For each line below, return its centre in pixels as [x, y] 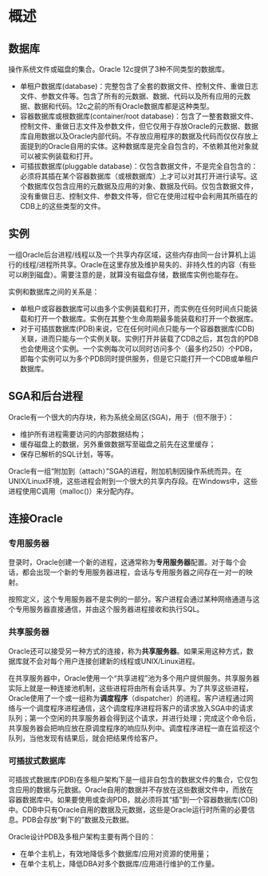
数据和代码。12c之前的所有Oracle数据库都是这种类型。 [124, 106]
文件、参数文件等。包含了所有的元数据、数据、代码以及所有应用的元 [132, 96]
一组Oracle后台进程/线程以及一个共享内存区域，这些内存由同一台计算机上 [129, 254]
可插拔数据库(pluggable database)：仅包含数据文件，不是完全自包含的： [139, 166]
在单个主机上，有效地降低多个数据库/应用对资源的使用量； [115, 854]
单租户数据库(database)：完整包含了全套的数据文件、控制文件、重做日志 [139, 86]
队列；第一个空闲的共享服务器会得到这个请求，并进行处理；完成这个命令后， [134, 718]
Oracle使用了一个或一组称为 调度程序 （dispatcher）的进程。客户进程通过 [128, 698]
